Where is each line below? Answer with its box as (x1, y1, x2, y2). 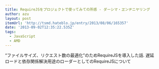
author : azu (5, 12, 29, 16)
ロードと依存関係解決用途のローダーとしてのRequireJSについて (5, 58, 131, 64)
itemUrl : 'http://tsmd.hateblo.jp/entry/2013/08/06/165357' (5, 20, 129, 26)
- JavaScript (9, 34, 36, 39)
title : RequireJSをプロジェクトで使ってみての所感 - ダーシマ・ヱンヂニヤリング (5, 7, 151, 12)
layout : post (5, 16, 31, 21)
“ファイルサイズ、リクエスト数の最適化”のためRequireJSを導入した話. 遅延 (5, 52, 155, 58)
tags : (5, 29, 16, 34)
